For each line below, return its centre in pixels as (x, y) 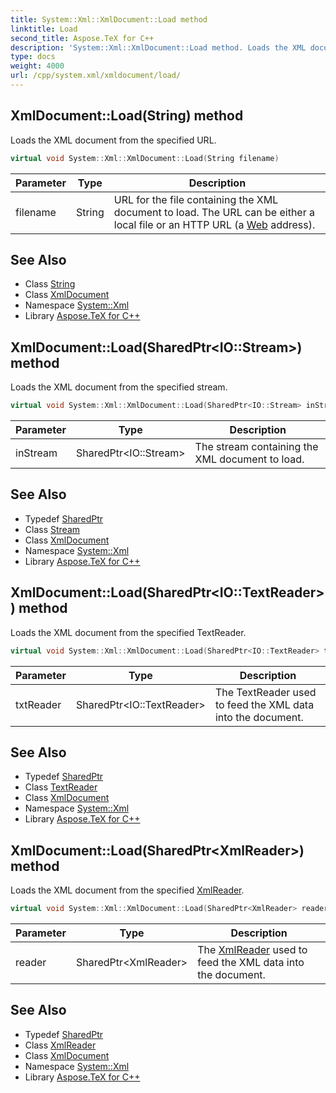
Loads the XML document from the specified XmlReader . (127, 890)
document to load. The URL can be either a (214, 212)
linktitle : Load (44, 29)
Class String (50, 284)
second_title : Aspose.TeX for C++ (82, 38)
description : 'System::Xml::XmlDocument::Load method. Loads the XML (158, 47)
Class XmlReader (60, 1045)
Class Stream (52, 529)
